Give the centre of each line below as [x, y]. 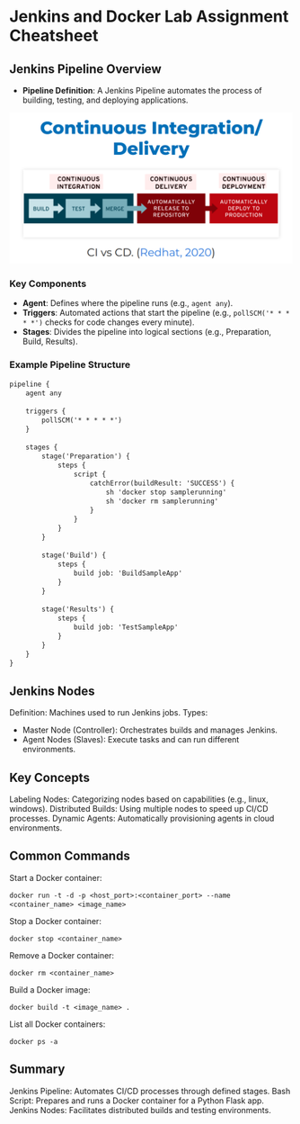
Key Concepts [49, 777]
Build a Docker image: [50, 989]
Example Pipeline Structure [70, 364]
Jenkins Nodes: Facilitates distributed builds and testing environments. [140, 1110]
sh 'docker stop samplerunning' [166, 492]
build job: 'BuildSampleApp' [128, 573]
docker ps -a [34, 1041]
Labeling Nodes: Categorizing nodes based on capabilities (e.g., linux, [139, 799]
